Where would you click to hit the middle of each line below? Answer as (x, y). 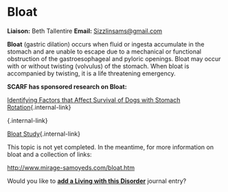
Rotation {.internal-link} (39, 107)
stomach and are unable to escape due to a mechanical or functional (104, 51)
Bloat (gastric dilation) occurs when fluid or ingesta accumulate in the (106, 44)
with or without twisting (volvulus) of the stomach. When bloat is (98, 66)
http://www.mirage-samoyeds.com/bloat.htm (71, 167)
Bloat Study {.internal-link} (44, 134)
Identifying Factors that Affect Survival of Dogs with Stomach (94, 99)
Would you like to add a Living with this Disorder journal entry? (97, 181)
